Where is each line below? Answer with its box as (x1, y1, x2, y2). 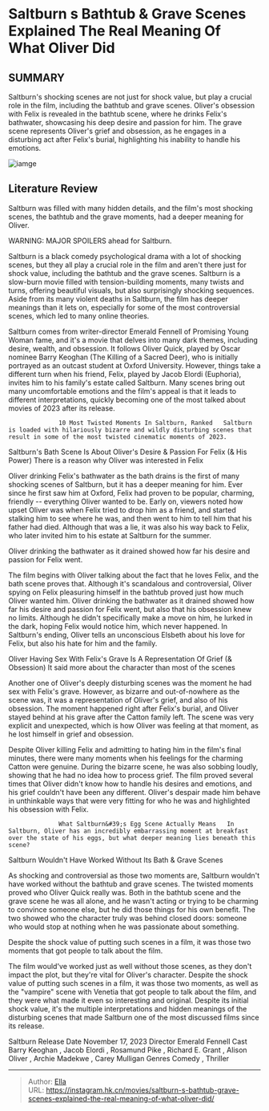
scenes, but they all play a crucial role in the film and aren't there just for (8, 260, 247, 270)
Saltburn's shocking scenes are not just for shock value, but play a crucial (8, 92, 252, 101)
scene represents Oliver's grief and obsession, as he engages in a (8, 126, 227, 136)
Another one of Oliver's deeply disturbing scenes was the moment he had (8, 678, 252, 687)
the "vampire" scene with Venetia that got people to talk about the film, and (8, 987, 257, 996)
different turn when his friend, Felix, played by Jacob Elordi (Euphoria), (8, 369, 242, 379)
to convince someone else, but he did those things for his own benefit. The (8, 904, 256, 914)
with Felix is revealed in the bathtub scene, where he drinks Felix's (8, 109, 227, 119)
